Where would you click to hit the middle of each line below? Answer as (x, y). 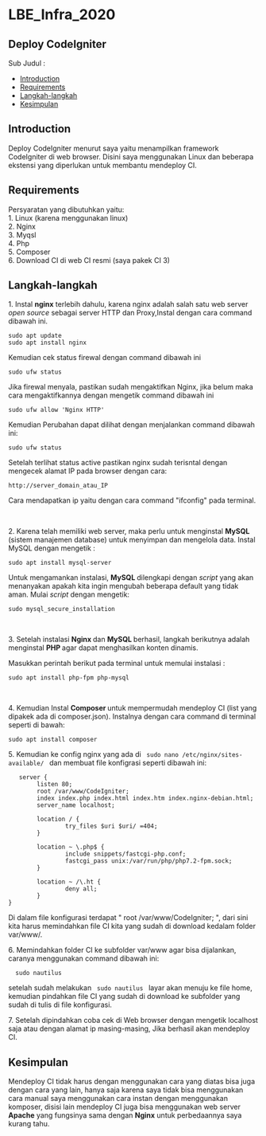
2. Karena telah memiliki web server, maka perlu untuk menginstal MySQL (129, 531)
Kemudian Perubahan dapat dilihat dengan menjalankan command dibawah (132, 425)
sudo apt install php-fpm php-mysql (69, 678)
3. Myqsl (22, 235)
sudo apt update (35, 336)
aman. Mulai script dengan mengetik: (69, 594)
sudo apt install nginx (48, 343)
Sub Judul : (27, 63)
